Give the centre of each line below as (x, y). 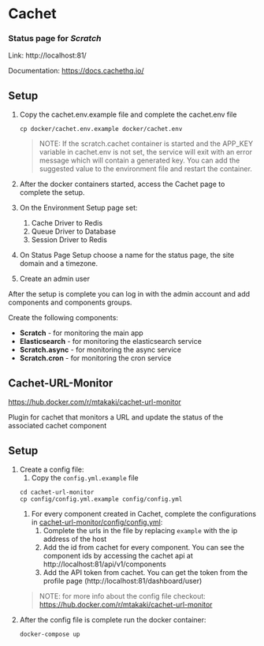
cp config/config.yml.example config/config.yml (101, 499)
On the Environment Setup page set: (78, 208)
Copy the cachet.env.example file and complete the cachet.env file (128, 114)
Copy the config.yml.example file (85, 477)
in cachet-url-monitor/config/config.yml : (97, 522)
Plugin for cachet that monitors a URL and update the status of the (116, 417)
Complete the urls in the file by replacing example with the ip (140, 530)
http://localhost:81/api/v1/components (105, 564)
